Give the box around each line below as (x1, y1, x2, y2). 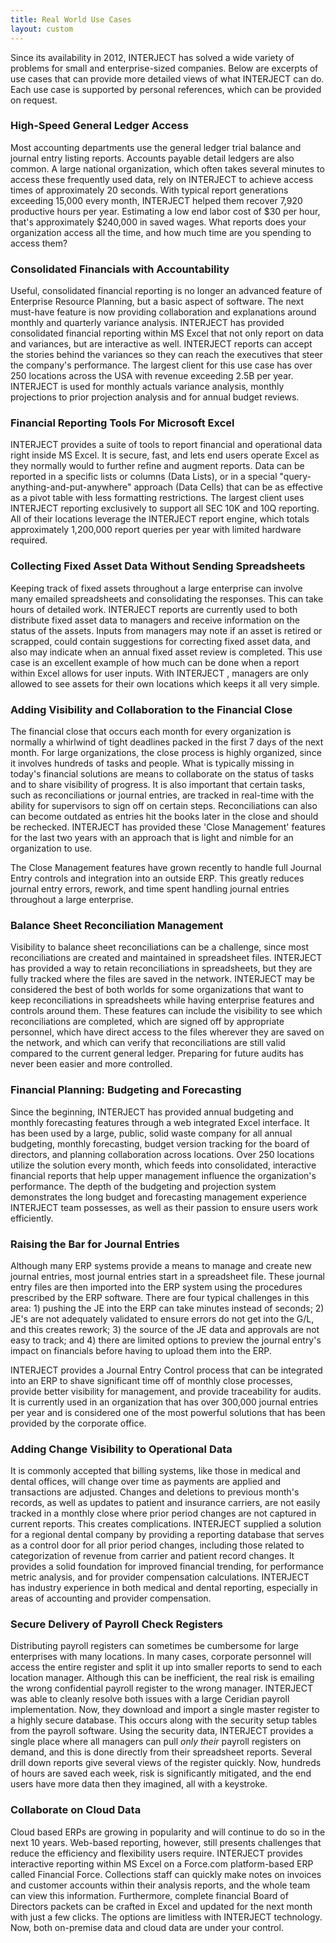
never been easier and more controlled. (10, 1058, 173, 1070)
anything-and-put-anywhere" (10, 481, 132, 493)
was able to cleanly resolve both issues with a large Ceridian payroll (10, 1693, 290, 1705)
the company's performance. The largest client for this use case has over (10, 359, 313, 371)
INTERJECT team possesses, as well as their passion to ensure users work (10, 1201, 319, 1213)
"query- (279, 471, 312, 483)
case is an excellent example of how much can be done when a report (10, 656, 300, 668)
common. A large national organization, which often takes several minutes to (10, 162, 325, 175)
